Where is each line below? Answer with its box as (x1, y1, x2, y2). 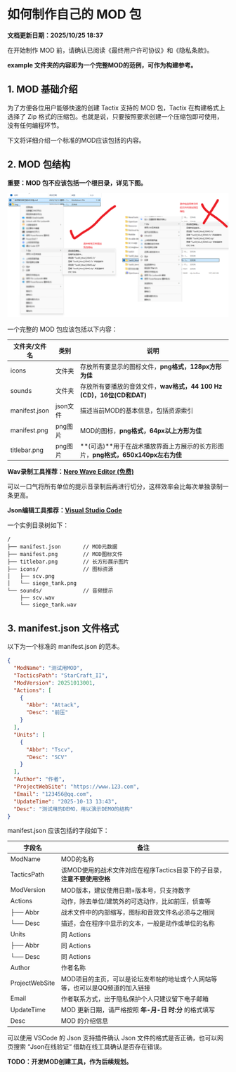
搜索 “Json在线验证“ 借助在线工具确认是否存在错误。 (13, 1042, 166, 1051)
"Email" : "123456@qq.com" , (13, 790, 93, 798)
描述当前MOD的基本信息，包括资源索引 (79, 406, 194, 415)
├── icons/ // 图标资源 (7, 566, 114, 573)
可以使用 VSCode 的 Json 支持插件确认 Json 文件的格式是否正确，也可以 (7, 1033, 218, 1042)
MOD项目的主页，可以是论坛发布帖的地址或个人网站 (60, 974, 211, 983)
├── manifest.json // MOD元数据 (7, 543, 118, 550)
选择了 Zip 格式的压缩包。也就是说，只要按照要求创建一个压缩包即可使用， (7, 112, 223, 120)
